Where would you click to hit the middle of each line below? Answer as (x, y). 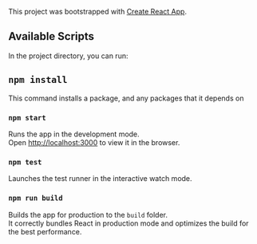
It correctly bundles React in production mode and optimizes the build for (128, 223)
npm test (25, 162)
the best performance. (45, 231)
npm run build (36, 198)
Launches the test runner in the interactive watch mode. (101, 179)
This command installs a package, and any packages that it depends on (126, 98)
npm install (38, 80)
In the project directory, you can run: (68, 56)
